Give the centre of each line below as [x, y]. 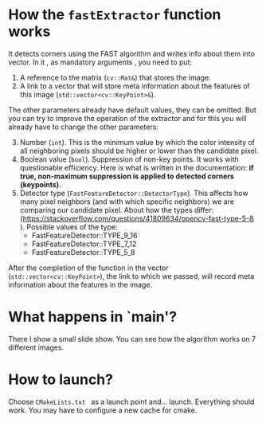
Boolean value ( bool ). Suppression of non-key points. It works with [129, 159]
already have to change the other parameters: [84, 127]
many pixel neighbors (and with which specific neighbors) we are [127, 202]
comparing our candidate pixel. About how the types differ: [117, 210]
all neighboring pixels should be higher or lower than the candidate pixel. [139, 151]
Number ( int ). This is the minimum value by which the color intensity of [137, 142]
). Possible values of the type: [68, 227]
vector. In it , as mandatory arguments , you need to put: [100, 62]
